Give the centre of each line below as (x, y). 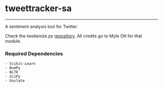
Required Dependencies (34, 53)
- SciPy (13, 77)
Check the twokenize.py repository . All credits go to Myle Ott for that (73, 36)
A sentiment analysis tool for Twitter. (41, 26)
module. (13, 41)
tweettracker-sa (38, 9)
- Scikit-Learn (20, 64)
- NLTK (12, 72)
